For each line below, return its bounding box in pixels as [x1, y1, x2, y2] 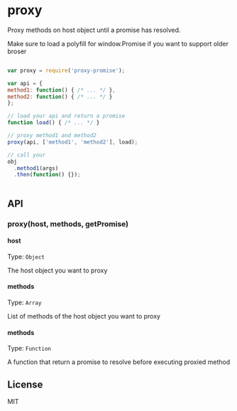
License [7, 378, 43, 390]
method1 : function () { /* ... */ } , [7, 86, 116, 94]
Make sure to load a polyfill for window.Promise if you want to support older [7, 39, 229, 48]
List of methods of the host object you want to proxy [7, 311, 161, 320]
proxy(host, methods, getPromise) [7, 219, 129, 229]
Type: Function [7, 344, 52, 353]
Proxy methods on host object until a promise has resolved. [7, 26, 181, 34]
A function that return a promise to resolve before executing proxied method [7, 358, 231, 366]
